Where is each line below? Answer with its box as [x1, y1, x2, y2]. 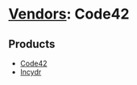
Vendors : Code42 [8, 5, 130, 23]
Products [8, 37, 56, 51]
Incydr [19, 67, 42, 77]
